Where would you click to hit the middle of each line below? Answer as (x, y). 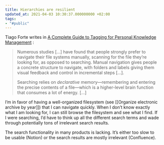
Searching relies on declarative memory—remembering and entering (86, 82)
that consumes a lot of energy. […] (52, 93)
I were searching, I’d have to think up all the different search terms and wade (82, 118)
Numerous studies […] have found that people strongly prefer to (81, 52)
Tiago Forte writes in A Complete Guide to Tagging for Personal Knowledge (81, 37)
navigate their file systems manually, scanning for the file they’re (82, 57)
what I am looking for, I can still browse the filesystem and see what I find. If (81, 113)
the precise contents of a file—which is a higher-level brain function (85, 87)
